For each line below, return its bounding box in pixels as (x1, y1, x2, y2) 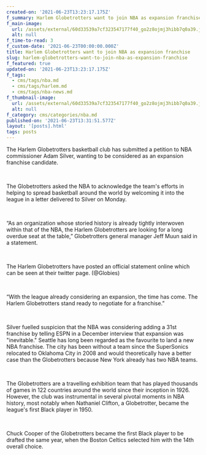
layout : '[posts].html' (6, 123, 67, 130)
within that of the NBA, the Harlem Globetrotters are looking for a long (6, 226, 183, 233)
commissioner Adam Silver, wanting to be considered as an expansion (6, 152, 184, 160)
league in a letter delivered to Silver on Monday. (6, 196, 127, 203)
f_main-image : (6, 20, 43, 26)
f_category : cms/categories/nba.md (6, 112, 97, 118)
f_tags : (6, 72, 26, 78)
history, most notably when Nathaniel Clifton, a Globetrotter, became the (6, 400, 189, 406)
